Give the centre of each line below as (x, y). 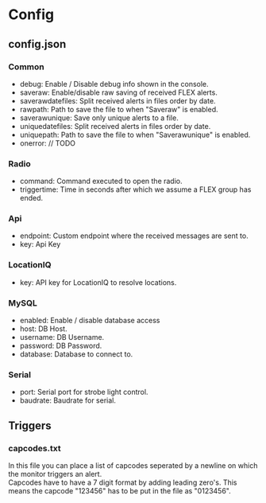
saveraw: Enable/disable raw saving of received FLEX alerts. (119, 92)
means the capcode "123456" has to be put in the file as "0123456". (120, 491)
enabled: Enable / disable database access (90, 321)
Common (27, 67)
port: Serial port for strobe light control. (84, 392)
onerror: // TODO (47, 143)
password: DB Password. (61, 346)
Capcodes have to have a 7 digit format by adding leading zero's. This (123, 482)
